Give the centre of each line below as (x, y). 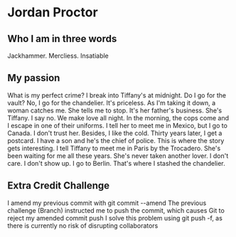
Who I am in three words (62, 39)
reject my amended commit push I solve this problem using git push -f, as (115, 218)
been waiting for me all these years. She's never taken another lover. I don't (118, 156)
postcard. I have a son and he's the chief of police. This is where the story (116, 140)
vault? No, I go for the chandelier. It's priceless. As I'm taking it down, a (112, 102)
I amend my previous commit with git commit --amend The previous (107, 203)
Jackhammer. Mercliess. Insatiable (58, 56)
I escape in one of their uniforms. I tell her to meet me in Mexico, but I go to (117, 125)
